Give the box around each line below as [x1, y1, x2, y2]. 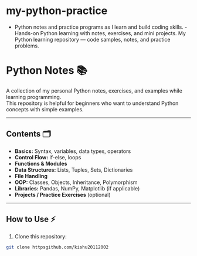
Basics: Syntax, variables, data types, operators [14, 148, 131, 155]
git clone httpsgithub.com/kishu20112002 [6, 244, 109, 250]
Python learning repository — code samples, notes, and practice [14, 36, 171, 43]
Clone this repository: [14, 233, 67, 240]
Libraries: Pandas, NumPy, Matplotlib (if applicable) [14, 185, 140, 192]
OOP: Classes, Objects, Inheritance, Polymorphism [14, 179, 138, 186]
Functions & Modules [14, 160, 67, 167]
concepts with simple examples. [6, 105, 84, 112]
